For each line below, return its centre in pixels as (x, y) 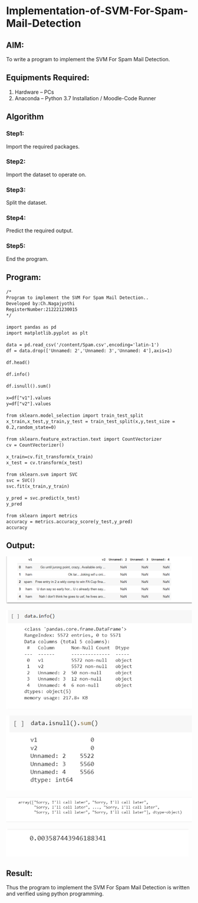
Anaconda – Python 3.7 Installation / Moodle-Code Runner (85, 98)
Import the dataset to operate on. (46, 174)
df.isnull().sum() (29, 386)
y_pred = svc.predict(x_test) (43, 498)
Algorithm (25, 117)
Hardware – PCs (34, 92)
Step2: (16, 162)
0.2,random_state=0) (32, 427)
